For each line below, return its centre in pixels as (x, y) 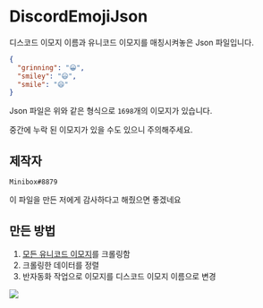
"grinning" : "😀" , (51, 68)
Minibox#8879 (34, 182)
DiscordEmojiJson (79, 17)
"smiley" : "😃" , (47, 76)
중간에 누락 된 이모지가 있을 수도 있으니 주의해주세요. (101, 130)
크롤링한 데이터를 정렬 (61, 265)
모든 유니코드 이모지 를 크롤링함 (76, 253)
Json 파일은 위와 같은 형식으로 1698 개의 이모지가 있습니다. (111, 111)
